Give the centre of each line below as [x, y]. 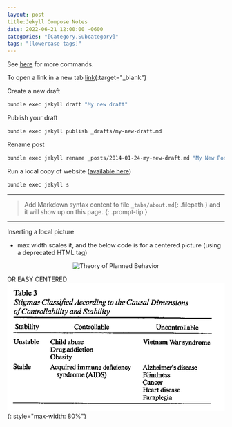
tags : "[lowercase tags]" [44, 44]
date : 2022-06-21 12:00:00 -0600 [55, 29]
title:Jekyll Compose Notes [48, 22]
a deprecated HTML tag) [52, 252]
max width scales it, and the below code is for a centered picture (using [119, 245]
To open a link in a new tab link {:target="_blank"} [77, 78]
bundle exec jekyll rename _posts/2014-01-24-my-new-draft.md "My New [111, 158]
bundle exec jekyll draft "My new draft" [68, 105]
